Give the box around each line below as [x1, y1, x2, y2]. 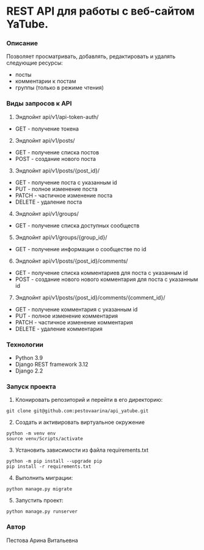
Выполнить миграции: [15, 474, 73, 482]
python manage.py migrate [6, 486, 72, 492]
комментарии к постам [15, 77, 76, 85]
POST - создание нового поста [15, 155, 97, 162]
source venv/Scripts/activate [6, 436, 84, 442]
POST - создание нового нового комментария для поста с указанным [15, 276, 199, 283]
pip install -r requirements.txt [6, 463, 92, 470]
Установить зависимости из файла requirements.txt [15, 446, 148, 454]
